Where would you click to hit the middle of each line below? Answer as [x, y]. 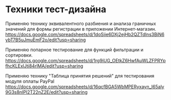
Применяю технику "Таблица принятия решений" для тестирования [80, 76]
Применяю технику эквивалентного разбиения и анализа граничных [81, 23]
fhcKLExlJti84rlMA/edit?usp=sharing [44, 66]
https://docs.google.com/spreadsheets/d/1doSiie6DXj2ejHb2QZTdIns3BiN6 [85, 34]
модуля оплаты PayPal [30, 81]
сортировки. [19, 55]
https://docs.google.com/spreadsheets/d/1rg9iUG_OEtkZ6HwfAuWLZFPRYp [85, 60]
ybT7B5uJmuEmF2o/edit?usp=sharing [46, 40]
